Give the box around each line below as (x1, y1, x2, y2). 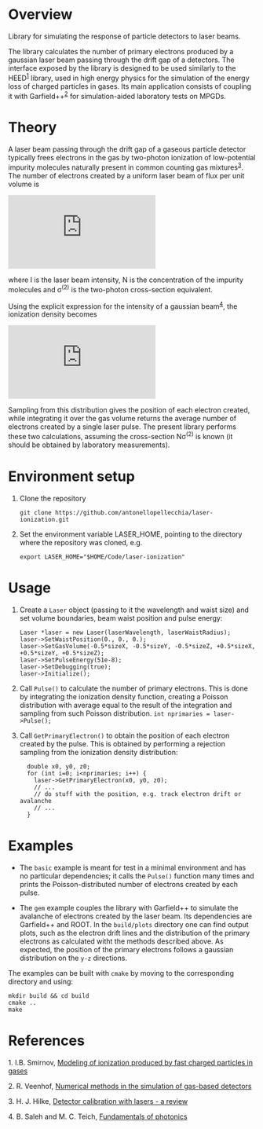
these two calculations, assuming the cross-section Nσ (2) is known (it (8, 431, 233, 441)
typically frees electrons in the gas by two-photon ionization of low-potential (8, 153, 256, 163)
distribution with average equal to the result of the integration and (19, 700, 232, 709)
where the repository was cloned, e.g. (19, 537, 143, 547)
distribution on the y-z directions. (19, 953, 128, 962)
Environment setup (8, 467, 135, 485)
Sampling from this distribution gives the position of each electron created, (8, 405, 250, 415)
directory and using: (8, 977, 73, 986)
